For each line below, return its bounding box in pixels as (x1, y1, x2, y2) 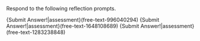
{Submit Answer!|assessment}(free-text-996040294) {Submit (6, 16, 160, 23)
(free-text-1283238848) (6, 29, 66, 36)
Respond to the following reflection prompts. (6, 5, 116, 12)
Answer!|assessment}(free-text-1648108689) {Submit (6, 23, 140, 29)
